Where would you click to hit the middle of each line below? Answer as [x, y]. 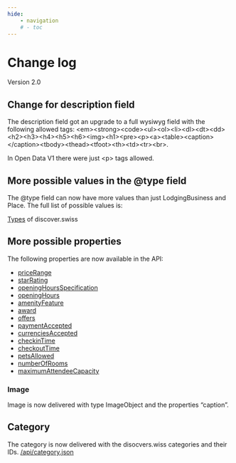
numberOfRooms [43, 363]
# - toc [31, 27]
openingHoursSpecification [58, 287]
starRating [33, 280]
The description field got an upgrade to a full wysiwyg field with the [106, 122]
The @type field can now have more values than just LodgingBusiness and [117, 197]
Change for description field [71, 104]
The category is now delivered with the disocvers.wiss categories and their [117, 444]
